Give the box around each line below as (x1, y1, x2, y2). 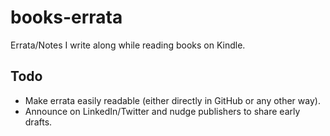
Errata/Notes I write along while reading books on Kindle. (10, 39, 246, 51)
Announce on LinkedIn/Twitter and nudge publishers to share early (24, 105, 301, 117)
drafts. (24, 116, 53, 128)
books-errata (10, 6, 123, 29)
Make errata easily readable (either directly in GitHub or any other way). (24, 94, 321, 106)
